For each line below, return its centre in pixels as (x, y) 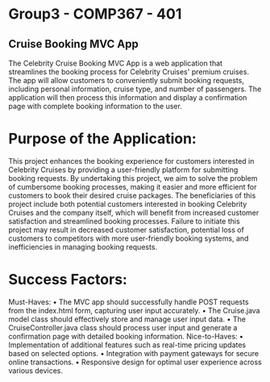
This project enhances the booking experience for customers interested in (131, 161)
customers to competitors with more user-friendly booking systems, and (129, 238)
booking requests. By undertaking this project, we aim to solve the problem (133, 178)
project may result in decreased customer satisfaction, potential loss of (126, 229)
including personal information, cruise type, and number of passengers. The (135, 89)
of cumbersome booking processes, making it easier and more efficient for (133, 187)
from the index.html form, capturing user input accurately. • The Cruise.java (134, 310)
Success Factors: (68, 280)
